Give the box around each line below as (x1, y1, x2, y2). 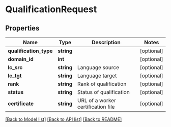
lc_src (8, 64, 23, 71)
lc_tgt (8, 72, 22, 79)
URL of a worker (77, 97, 116, 104)
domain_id (8, 56, 34, 62)
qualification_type (8, 47, 53, 54)
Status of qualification (77, 89, 130, 96)
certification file (77, 103, 115, 110)
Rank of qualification (77, 80, 127, 87)
